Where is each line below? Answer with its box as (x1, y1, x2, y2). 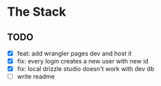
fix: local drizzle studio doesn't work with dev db (16, 65, 155, 73)
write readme (16, 72, 55, 81)
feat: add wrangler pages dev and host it (16, 49, 132, 57)
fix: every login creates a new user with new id (16, 57, 149, 66)
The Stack (7, 4, 66, 20)
